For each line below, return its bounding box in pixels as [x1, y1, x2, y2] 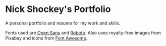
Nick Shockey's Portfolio [5, 3, 111, 15]
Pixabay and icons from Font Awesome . [5, 35, 88, 41]
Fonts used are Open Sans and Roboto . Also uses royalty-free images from [5, 29, 161, 35]
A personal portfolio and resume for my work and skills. [5, 20, 120, 26]
